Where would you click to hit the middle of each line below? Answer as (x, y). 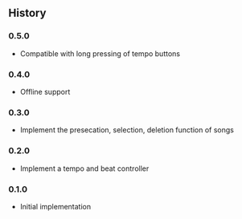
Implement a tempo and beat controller (84, 168)
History (27, 13)
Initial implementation (55, 206)
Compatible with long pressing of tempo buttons (100, 53)
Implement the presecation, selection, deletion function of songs (127, 130)
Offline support (45, 91)
